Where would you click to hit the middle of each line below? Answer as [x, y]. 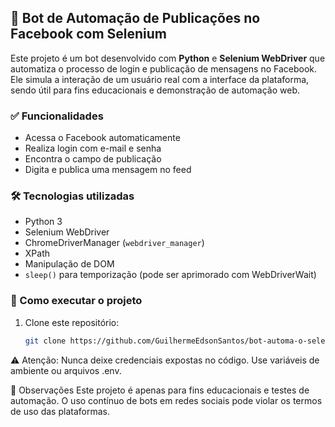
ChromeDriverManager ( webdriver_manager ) [114, 243]
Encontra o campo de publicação [93, 159]
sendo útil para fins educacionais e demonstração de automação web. [155, 90]
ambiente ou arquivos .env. [66, 370]
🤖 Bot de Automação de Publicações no [135, 18]
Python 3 [43, 222]
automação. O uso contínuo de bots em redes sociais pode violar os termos [166, 400]
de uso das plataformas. [60, 411]
